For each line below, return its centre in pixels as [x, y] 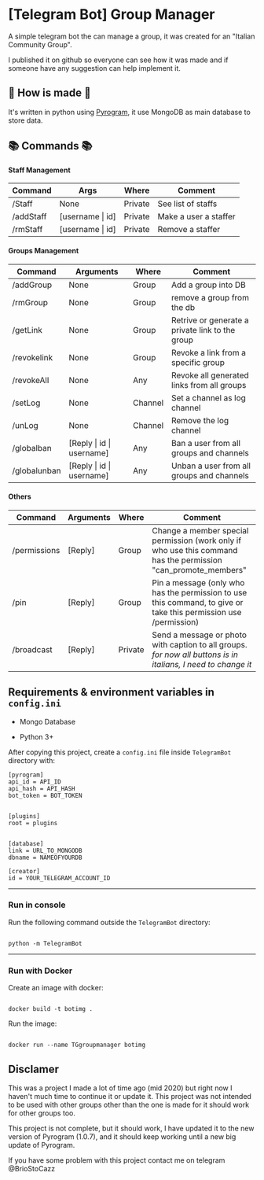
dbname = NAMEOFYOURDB [45, 857]
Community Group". [40, 44]
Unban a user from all [211, 466]
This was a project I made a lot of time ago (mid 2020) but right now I [120, 1088]
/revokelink [33, 357]
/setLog [26, 403]
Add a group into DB [209, 285]
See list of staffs [187, 204]
